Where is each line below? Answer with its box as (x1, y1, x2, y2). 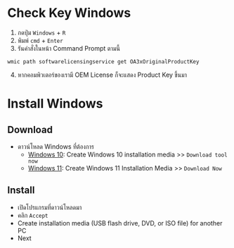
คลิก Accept (17, 211, 48, 219)
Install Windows (7, 96, 103, 112)
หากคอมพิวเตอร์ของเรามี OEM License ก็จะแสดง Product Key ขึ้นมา (17, 70, 188, 79)
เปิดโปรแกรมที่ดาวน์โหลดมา (17, 203, 82, 211)
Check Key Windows (7, 5, 131, 21)
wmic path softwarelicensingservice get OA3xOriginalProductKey (7, 58, 200, 65)
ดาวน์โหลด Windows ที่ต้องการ (17, 142, 95, 151)
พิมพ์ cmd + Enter (17, 36, 63, 44)
